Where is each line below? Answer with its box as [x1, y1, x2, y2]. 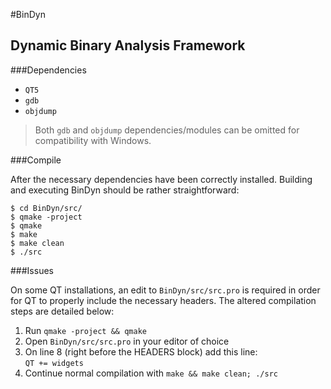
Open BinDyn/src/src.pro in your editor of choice [24, 335, 230, 347]
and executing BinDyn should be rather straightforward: [10, 184, 240, 196]
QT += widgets [24, 358, 84, 368]
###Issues [10, 264, 54, 276]
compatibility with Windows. [34, 134, 152, 146]
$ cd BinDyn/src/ [10, 203, 83, 213]
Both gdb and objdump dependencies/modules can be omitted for [34, 124, 300, 136]
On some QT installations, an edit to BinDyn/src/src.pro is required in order [10, 284, 321, 296]
